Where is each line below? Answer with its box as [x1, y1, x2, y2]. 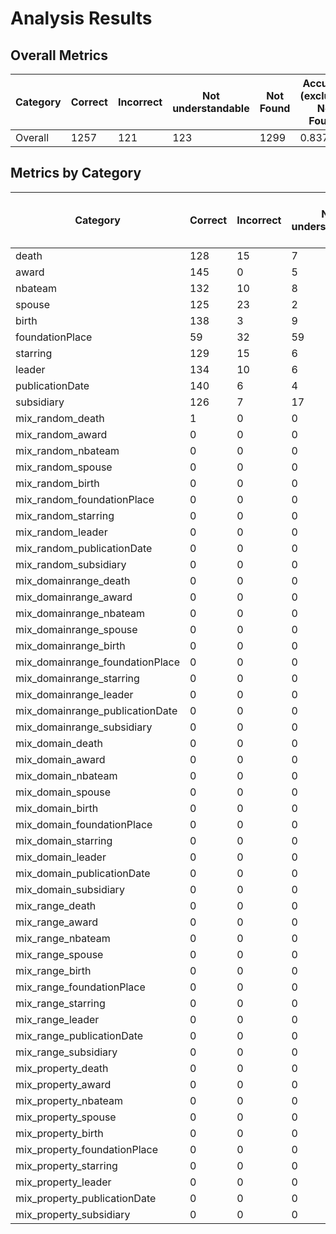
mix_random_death [15, 411, 105, 425]
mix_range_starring [15, 996, 106, 1010]
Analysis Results [10, 7, 153, 30]
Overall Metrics [10, 47, 108, 64]
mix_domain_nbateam [15, 768, 118, 782]
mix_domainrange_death [15, 573, 131, 587]
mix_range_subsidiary [15, 1045, 118, 1059]
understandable [172, 102, 250, 115]
